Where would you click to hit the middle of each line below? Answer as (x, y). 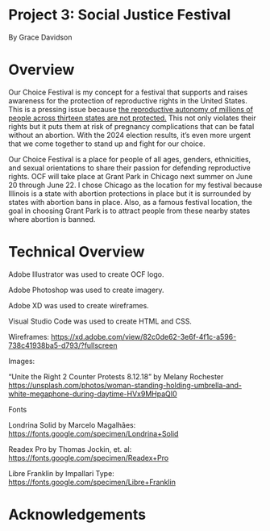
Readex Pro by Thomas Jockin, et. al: (70, 449)
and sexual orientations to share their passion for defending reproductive (130, 168)
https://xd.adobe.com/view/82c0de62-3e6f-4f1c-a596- (144, 337)
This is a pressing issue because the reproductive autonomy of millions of (131, 109)
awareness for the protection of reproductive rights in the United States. (128, 100)
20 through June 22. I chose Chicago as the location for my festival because (135, 185)
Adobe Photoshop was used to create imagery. (86, 290)
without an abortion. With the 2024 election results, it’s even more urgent (130, 135)
